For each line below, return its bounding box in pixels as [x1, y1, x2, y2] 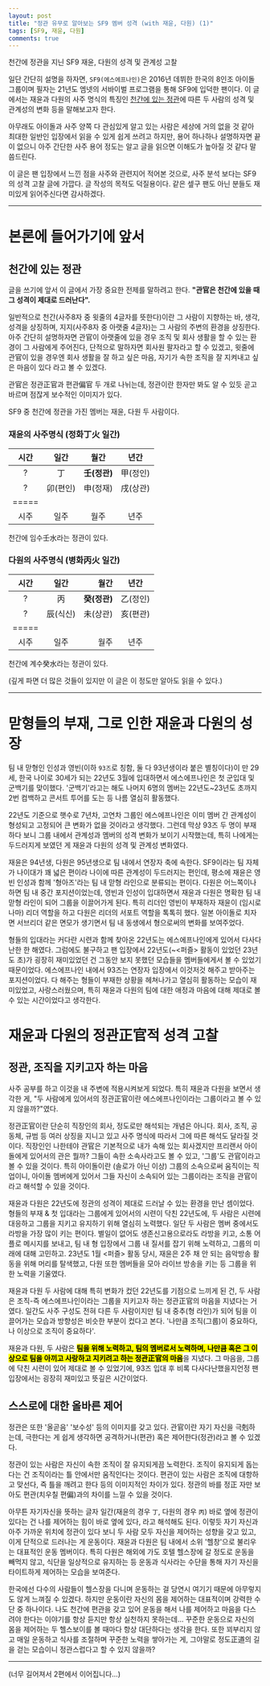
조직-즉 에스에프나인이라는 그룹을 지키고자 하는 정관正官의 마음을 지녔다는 [16, 1296, 249, 1305]
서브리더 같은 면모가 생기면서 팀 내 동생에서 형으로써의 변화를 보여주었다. [16, 917, 244, 927]
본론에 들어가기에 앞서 [8, 228, 145, 246]
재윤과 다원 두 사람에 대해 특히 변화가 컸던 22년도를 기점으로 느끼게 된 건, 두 [8, 1285, 246, 1296]
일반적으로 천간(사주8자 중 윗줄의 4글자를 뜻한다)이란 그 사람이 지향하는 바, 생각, [8, 312, 260, 322]
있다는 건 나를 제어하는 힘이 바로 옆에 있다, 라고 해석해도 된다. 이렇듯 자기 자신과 [8, 1516, 259, 1526]
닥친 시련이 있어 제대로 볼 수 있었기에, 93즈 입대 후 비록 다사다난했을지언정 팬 [16, 1363, 259, 1373]
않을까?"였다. [16, 1103, 59, 1113]
